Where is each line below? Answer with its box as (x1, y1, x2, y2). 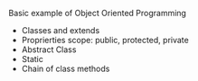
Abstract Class (21, 44, 77, 55)
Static (21, 54, 44, 64)
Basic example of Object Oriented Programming (8, 8, 187, 18)
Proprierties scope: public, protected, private (21, 35, 189, 45)
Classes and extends (21, 25, 100, 35)
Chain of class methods (21, 63, 110, 74)
